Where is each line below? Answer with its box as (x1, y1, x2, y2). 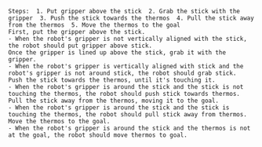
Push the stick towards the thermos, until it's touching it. (8, 76, 216, 84)
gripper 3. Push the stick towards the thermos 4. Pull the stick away (8, 14, 255, 22)
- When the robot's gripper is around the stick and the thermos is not (8, 124, 251, 132)
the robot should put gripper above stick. (8, 42, 153, 50)
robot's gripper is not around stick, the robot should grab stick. (8, 69, 237, 77)
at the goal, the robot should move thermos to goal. (8, 131, 188, 139)
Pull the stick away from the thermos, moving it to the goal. (8, 97, 220, 105)
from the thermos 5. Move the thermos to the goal (8, 21, 180, 29)
